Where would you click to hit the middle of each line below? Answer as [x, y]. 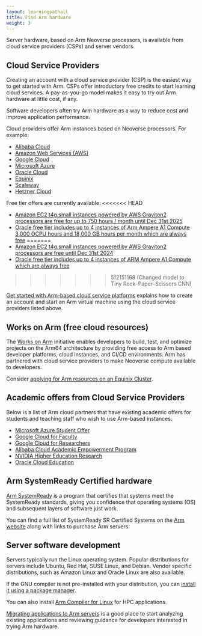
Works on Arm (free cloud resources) [78, 327]
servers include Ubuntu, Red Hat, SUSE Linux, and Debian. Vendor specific [99, 566]
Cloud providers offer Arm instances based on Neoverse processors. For [96, 129]
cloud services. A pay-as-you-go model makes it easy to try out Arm [91, 93]
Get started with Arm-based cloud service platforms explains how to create [99, 296]
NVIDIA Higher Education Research [58, 456]
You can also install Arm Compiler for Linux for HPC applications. [87, 602]
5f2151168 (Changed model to [148, 278]
